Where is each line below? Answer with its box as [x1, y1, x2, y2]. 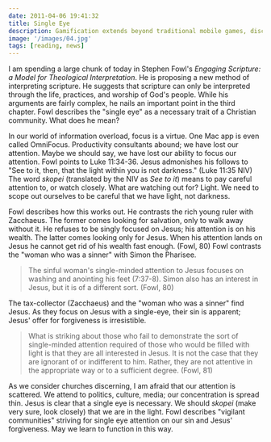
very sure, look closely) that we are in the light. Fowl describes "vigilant [8, 407, 246, 417]
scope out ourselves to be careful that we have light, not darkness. [8, 192, 231, 201]
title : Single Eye [8, 19, 70, 27]
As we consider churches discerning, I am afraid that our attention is [8, 381, 236, 391]
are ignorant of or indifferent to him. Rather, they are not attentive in [27, 357, 252, 367]
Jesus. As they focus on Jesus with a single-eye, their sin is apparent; [8, 307, 241, 317]
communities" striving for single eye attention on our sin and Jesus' [8, 415, 233, 425]
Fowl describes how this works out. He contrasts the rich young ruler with [8, 207, 254, 217]
